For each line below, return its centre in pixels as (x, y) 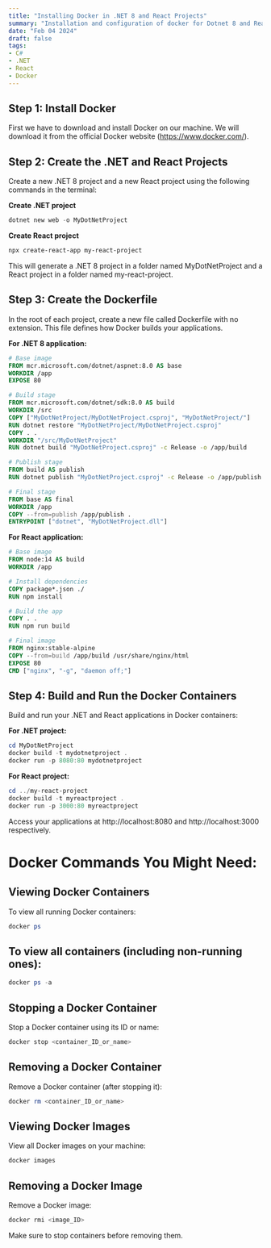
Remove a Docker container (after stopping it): (85, 1087)
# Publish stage (35, 462)
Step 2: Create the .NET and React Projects (118, 162)
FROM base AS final (41, 499)
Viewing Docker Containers (79, 892)
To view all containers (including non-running (125, 952)
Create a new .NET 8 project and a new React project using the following (129, 182)
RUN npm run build (39, 626)
